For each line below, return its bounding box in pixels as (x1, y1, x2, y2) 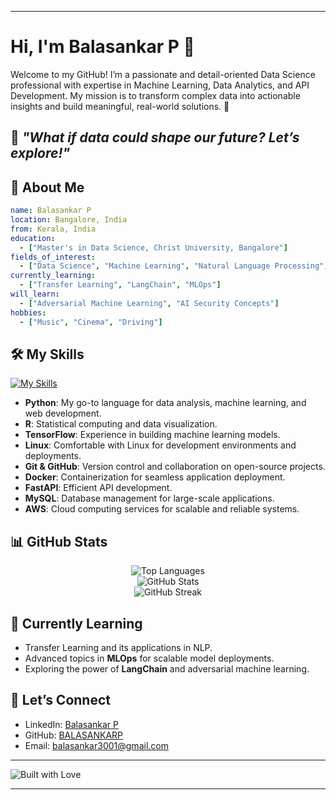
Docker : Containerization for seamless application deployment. (24, 471, 286, 483)
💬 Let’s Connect (10, 692, 111, 709)
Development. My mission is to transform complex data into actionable (10, 89, 301, 101)
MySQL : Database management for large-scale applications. (24, 492, 275, 505)
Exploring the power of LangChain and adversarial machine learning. (24, 662, 310, 675)
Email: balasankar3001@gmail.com (24, 739, 169, 751)
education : (10, 233, 56, 243)
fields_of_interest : (10, 252, 97, 262)
